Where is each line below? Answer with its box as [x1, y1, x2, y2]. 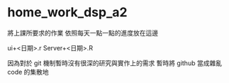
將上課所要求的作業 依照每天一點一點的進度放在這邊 [7, 28, 158, 37]
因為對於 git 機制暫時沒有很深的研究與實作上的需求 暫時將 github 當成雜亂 [7, 58, 222, 67]
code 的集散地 [7, 67, 50, 76]
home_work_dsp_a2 [7, 4, 128, 21]
